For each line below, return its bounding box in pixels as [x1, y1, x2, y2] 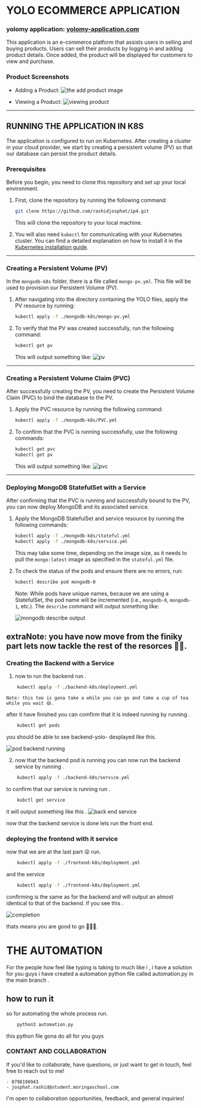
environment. [6, 184, 39, 192]
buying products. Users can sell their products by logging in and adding [6, 45, 183, 52]
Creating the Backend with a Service [6, 659, 115, 667]
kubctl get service [17, 797, 66, 803]
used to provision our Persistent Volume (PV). [6, 284, 118, 291]
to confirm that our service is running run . [6, 785, 111, 793]
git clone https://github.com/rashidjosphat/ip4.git [14, 208, 150, 214]
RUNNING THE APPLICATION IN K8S [6, 121, 144, 132]
